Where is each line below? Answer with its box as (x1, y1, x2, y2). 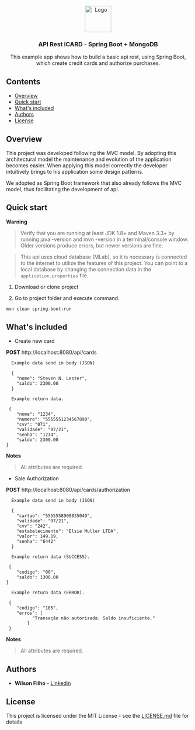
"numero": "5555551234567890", (16, 416, 93, 422)
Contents (6, 77, 41, 87)
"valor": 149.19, (16, 533, 59, 539)
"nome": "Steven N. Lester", (16, 376, 88, 381)
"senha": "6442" (16, 539, 57, 545)
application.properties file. (20, 272, 89, 279)
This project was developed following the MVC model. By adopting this (6, 149, 177, 156)
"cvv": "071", (16, 422, 51, 428)
